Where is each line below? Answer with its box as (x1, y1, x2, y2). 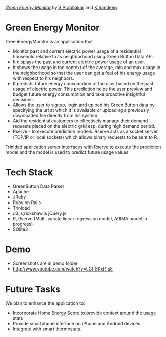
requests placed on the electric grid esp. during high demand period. (12, 123, 156, 129)
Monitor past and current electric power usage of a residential (12, 48, 141, 54)
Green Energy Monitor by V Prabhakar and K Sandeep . (5, 5, 118, 10)
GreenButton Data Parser (12, 183, 65, 189)
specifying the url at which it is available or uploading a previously (12, 107, 149, 113)
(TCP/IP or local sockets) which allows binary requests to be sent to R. (12, 133, 158, 140)
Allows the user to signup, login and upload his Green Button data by (12, 102, 155, 108)
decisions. (12, 96, 34, 102)
